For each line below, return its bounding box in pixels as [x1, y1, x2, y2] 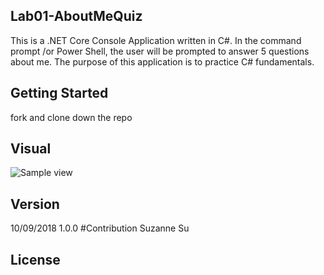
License [10, 251, 61, 268]
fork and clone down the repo [10, 111, 133, 123]
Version [10, 195, 60, 213]
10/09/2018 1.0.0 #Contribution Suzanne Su [10, 222, 190, 234]
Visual [10, 140, 52, 158]
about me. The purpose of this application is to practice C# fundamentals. [10, 55, 315, 68]
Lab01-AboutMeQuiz [10, 8, 143, 25]
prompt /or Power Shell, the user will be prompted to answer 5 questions [10, 45, 310, 57]
